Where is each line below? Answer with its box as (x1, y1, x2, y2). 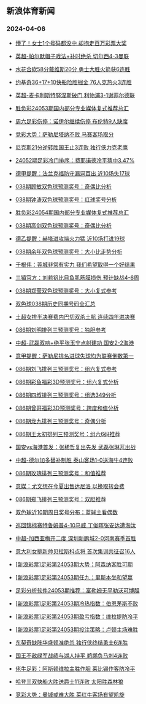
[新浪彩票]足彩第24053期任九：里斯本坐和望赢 (15, 573, 133, 581)
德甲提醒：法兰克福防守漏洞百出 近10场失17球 (15, 169, 130, 177)
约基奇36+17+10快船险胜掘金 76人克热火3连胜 (15, 78, 132, 86)
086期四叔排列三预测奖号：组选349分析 (15, 391, 117, 399)
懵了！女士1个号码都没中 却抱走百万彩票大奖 (15, 39, 127, 47)
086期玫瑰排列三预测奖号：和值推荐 (15, 469, 106, 476)
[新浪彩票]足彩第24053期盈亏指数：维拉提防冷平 (15, 613, 139, 620)
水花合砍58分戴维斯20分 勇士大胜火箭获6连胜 (15, 65, 131, 72)
